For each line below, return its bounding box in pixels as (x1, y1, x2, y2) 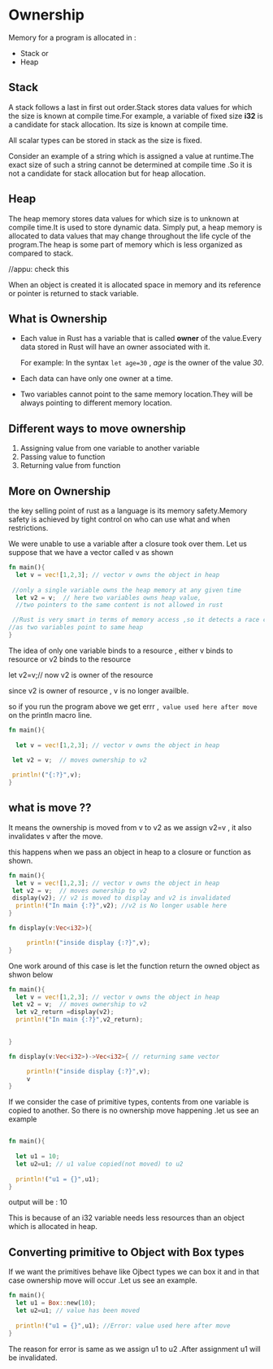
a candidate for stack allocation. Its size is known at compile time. (8, 120, 229, 129)
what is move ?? (8, 801, 92, 815)
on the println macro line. (8, 710, 93, 719)
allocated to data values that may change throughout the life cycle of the (8, 230, 252, 241)
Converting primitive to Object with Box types (8, 1245, 245, 1259)
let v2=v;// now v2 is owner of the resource (8, 670, 154, 680)
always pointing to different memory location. (19, 398, 172, 408)
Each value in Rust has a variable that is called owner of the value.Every (19, 334, 262, 343)
